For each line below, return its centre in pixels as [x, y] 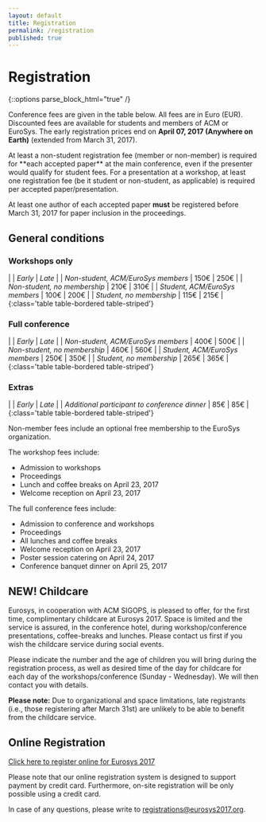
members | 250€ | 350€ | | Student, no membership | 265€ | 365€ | [118, 358]
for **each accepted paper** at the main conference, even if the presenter [131, 164]
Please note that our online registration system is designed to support [122, 777]
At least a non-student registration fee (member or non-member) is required [133, 155]
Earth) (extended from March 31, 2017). [73, 140]
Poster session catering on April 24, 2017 [87, 558]
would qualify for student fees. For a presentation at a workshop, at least [127, 173]
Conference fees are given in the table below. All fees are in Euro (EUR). [126, 115]
